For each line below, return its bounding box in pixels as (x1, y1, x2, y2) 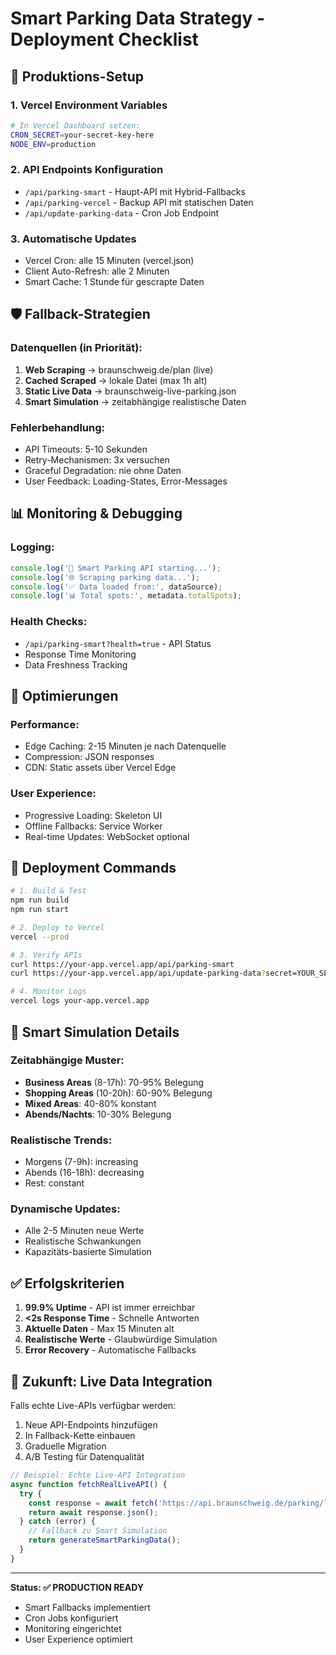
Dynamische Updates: (10, 1202, 121, 1216)
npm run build (10, 895, 70, 906)
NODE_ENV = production (10, 139, 97, 149)
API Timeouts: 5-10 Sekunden (24, 443, 148, 456)
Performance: (10, 717, 80, 731)
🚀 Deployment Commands (10, 859, 177, 876)
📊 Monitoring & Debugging (10, 505, 183, 522)
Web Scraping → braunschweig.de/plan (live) (24, 363, 214, 376)
